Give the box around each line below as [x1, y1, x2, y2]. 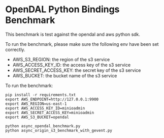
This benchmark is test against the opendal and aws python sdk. [5, 31, 141, 37]
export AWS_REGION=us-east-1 [5, 101, 67, 106]
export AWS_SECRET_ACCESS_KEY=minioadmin [5, 110, 94, 115]
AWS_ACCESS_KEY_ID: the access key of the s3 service [12, 62, 131, 68]
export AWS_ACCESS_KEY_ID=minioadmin [5, 105, 85, 111]
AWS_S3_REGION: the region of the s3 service [12, 56, 110, 62]
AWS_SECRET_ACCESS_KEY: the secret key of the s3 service [12, 67, 141, 73]
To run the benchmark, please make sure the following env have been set [5, 41, 159, 47]
